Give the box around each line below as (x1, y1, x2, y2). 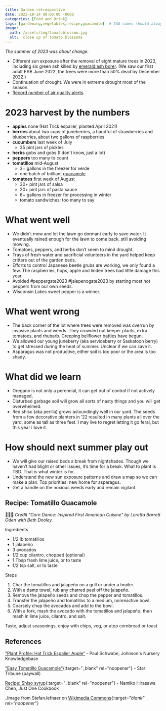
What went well (5, 214, 70, 225)
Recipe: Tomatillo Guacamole (5, 499, 97, 507)
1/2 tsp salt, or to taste (12, 562, 58, 568)
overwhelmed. (12, 403, 42, 409)
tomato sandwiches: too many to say (19, 197, 95, 203)
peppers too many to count (12, 154, 68, 161)
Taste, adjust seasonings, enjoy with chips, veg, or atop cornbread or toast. (5, 623, 159, 629)
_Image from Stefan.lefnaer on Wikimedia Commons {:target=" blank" (5, 695, 145, 701)
